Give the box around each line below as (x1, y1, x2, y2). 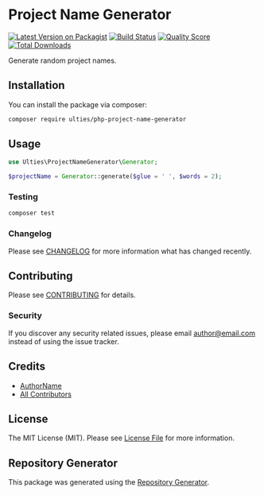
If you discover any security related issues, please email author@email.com (8, 328, 256, 338)
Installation (8, 79, 65, 92)
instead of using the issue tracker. (8, 336, 119, 346)
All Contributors (19, 389, 72, 399)
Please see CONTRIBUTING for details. (8, 290, 137, 300)
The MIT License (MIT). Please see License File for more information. (8, 433, 235, 443)
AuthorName (19, 381, 62, 390)
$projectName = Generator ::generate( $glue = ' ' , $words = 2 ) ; (8, 172, 223, 180)
